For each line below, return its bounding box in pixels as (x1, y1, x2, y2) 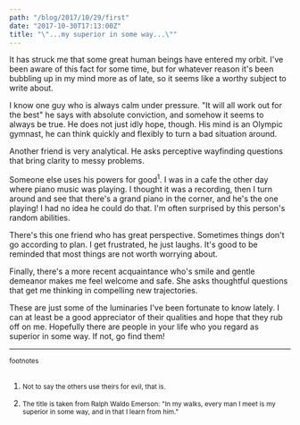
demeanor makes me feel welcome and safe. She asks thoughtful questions (9, 276, 288, 286)
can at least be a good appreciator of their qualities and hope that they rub (9, 312, 283, 323)
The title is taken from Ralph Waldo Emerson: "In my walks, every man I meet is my (21, 400, 277, 409)
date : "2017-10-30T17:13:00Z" (9, 21, 122, 30)
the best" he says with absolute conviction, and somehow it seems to (9, 109, 264, 121)
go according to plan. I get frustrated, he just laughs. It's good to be (9, 239, 258, 251)
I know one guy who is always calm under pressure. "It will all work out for (9, 100, 283, 111)
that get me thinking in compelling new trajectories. (9, 285, 198, 296)
